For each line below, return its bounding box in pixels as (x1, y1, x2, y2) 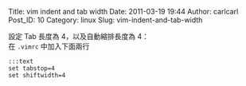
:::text (8, 57, 34, 65)
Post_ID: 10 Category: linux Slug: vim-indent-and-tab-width (8, 15, 203, 25)
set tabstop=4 (8, 64, 56, 72)
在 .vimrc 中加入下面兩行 (8, 41, 90, 51)
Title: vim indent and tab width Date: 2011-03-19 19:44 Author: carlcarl (8, 7, 239, 16)
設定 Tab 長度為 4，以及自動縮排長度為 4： (8, 32, 150, 41)
